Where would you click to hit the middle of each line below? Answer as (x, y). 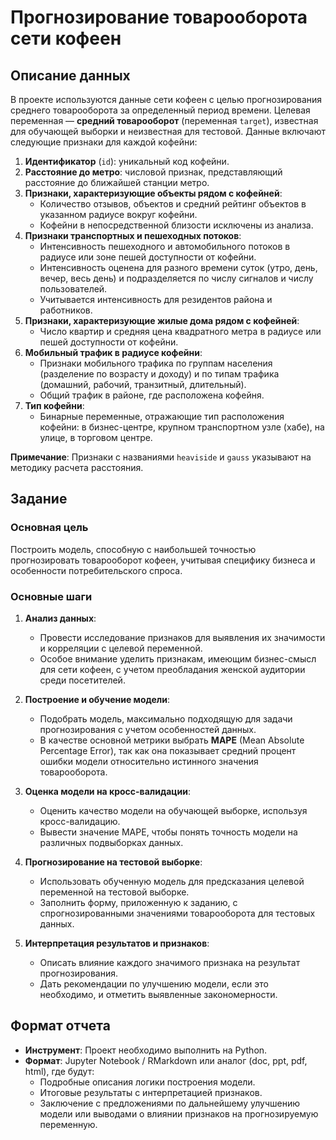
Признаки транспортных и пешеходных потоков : (133, 235)
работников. (66, 310)
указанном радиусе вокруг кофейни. (118, 214)
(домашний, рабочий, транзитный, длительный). (143, 384)
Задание (39, 499)
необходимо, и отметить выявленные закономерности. (158, 994)
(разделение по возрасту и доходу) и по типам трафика (159, 374)
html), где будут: (59, 1071)
